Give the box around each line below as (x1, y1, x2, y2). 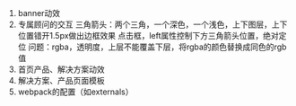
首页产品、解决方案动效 (17, 64, 105, 75)
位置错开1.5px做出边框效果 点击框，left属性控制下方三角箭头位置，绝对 (17, 31, 280, 40)
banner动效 (17, 8, 61, 18)
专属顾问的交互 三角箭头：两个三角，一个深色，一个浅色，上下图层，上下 (17, 19, 288, 30)
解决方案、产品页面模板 (17, 75, 105, 85)
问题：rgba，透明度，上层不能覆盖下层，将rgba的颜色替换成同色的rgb (28, 41, 287, 52)
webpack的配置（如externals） (17, 86, 134, 97)
